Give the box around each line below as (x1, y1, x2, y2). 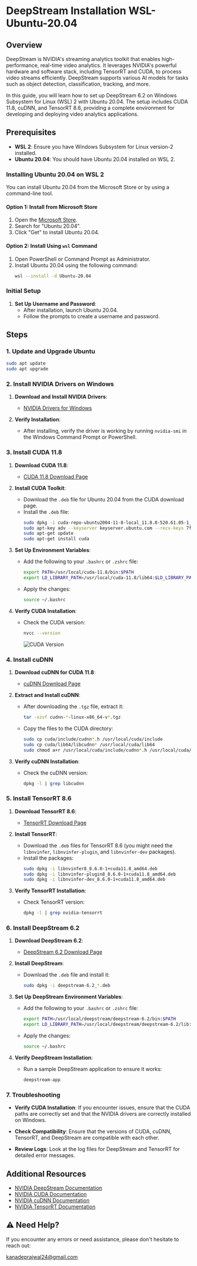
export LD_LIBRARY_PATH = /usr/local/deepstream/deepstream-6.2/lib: (23, 1022, 192, 1028)
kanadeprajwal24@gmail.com (6, 1253, 78, 1260)
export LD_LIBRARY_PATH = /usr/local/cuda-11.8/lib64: (23, 575, 155, 581)
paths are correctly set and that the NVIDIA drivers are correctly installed (14, 1110, 191, 1117)
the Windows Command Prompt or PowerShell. (23, 433, 137, 441)
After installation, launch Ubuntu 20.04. (23, 307, 118, 314)
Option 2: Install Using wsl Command (6, 242, 98, 249)
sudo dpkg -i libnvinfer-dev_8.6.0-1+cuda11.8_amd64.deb (23, 877, 166, 883)
